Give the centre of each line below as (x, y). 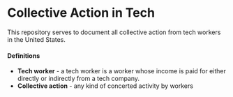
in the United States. (37, 39)
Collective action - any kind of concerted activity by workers (105, 86)
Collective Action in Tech (81, 13)
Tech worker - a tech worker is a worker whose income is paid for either (122, 71)
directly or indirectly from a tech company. (78, 79)
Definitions (24, 55)
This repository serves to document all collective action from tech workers (114, 32)
